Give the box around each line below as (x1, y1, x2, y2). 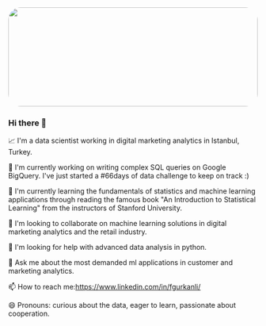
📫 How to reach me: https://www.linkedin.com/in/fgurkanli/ (8, 282, 201, 292)
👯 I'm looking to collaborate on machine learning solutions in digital (8, 219, 227, 228)
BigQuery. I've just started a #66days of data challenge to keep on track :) (8, 171, 249, 181)
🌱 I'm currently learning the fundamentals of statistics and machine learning (8, 186, 256, 196)
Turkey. (8, 148, 33, 157)
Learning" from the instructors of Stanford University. (8, 203, 182, 213)
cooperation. (8, 309, 50, 319)
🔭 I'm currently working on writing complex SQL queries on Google (8, 163, 226, 172)
